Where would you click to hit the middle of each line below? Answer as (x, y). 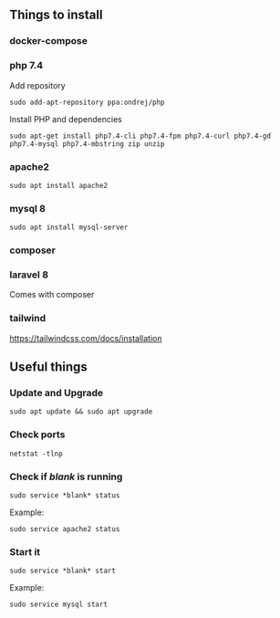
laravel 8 (29, 275)
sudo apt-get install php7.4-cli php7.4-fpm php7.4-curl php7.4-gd (140, 136)
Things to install (56, 15)
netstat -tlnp (36, 454)
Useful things (49, 367)
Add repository (37, 85)
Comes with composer (52, 295)
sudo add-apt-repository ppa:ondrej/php (88, 102)
